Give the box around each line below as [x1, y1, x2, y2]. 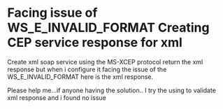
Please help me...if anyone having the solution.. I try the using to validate [7, 86, 217, 94]
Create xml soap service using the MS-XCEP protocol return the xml [7, 57, 203, 66]
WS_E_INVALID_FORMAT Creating [7, 20, 210, 36]
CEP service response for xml [7, 35, 183, 50]
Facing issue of [7, 5, 98, 21]
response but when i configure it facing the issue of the [7, 65, 167, 73]
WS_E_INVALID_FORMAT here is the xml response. [7, 72, 154, 81]
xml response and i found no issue [7, 93, 106, 102]
